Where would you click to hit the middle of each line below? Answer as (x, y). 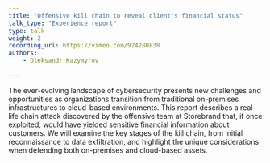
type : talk (27, 31)
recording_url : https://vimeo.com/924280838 (84, 46)
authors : (23, 53)
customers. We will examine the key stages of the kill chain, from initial (126, 132)
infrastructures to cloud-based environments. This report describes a (124, 107)
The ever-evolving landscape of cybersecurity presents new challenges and (135, 90)
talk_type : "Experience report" (62, 23)
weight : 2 (25, 38)
